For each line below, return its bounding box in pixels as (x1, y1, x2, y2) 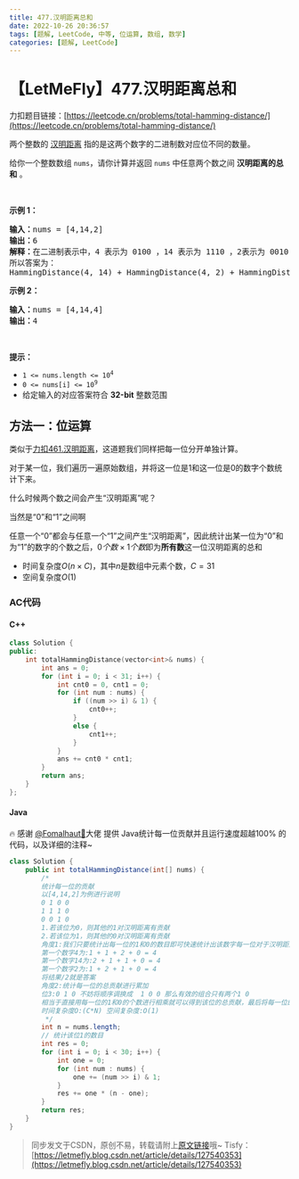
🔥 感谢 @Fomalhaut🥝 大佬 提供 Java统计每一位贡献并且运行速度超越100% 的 (9, 828, 287, 838)
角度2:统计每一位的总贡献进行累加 (41, 982, 149, 991)
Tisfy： (223, 1139, 251, 1150)
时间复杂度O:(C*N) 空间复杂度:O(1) (41, 1006, 160, 1015)
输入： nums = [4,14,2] (9, 225, 104, 235)
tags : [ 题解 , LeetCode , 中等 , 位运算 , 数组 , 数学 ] (9, 29, 187, 38)
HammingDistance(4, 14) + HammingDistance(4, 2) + (9, 268, 235, 277)
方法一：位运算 (9, 418, 92, 433)
